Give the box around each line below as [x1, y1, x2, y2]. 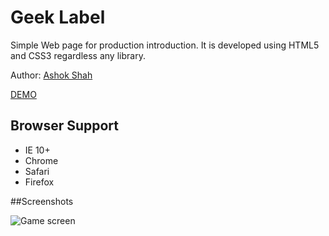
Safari [24, 165, 50, 177]
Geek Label [10, 6, 106, 29]
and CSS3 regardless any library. [10, 49, 146, 61]
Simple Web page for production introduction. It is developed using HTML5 [10, 39, 320, 51]
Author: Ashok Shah [10, 69, 93, 81]
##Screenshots [10, 195, 74, 207]
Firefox [24, 176, 55, 188]
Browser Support [10, 117, 120, 135]
